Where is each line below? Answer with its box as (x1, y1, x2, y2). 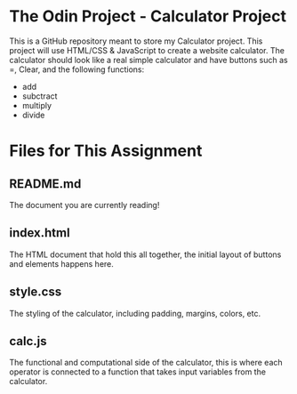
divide (21, 109, 45, 120)
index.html (9, 225, 70, 241)
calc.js (9, 334, 47, 349)
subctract (21, 91, 58, 101)
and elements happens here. (9, 258, 114, 269)
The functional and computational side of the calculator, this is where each (9, 358, 283, 368)
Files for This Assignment (9, 141, 203, 161)
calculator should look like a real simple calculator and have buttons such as (9, 54, 288, 65)
